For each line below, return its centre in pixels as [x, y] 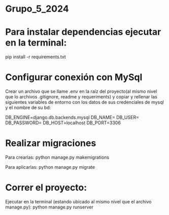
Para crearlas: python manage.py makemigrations [57, 157]
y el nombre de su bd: [28, 107]
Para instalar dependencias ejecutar [83, 32]
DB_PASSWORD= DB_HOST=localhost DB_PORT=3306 [63, 123]
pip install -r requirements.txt [36, 57]
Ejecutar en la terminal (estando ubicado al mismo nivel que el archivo [78, 201]
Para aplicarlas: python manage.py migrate [50, 167]
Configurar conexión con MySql [74, 77]
